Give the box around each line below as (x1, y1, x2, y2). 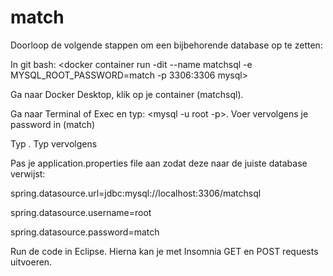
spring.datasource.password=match (10, 226, 160, 238)
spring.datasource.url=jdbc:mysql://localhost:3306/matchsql (10, 187, 262, 199)
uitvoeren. (10, 256, 53, 268)
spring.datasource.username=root (10, 206, 152, 218)
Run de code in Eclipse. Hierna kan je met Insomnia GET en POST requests (10, 245, 319, 257)
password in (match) (10, 118, 96, 130)
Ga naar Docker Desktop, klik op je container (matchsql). (10, 88, 244, 100)
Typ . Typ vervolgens (10, 137, 98, 150)
